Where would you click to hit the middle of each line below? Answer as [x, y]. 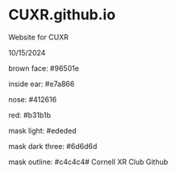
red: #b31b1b [29, 115]
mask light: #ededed [42, 130]
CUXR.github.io [62, 15]
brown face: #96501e [44, 68]
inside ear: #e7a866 [42, 84]
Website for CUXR [38, 37]
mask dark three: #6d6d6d [53, 146]
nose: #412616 [33, 99]
